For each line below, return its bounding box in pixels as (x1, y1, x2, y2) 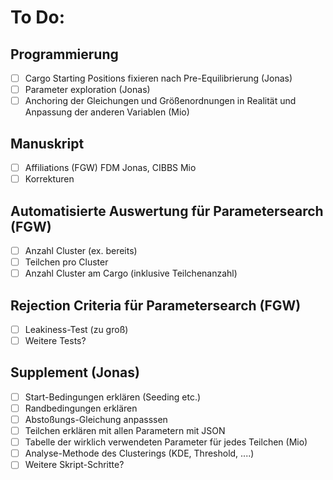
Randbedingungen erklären (24, 402, 138, 414)
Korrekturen (24, 173, 75, 185)
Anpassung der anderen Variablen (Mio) (24, 106, 190, 118)
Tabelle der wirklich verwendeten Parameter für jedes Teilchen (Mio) (24, 436, 308, 448)
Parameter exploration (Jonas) (24, 84, 151, 96)
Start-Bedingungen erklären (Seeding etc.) (24, 391, 202, 403)
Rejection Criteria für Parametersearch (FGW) (10, 297, 302, 314)
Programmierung (10, 46, 119, 63)
